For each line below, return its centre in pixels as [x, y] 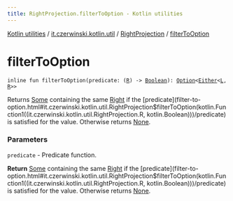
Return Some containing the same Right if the [73, 168]
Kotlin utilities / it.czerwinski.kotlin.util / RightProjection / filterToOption [108, 33]
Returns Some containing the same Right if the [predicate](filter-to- [104, 99]
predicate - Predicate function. [52, 155]
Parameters [27, 140]
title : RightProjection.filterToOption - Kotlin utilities [95, 14]
